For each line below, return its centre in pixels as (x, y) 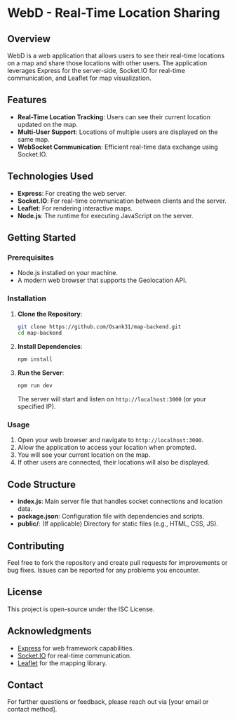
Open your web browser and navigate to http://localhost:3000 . (110, 440)
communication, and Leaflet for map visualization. (80, 78)
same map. (34, 139)
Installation (27, 298)
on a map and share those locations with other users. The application (107, 63)
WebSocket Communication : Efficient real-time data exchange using (118, 147)
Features (27, 100)
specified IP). (36, 407)
